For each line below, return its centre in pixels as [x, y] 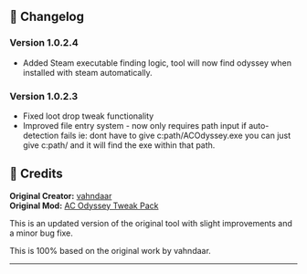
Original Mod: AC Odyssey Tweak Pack [84, 205]
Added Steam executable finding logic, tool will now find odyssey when [157, 63]
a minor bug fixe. [41, 233]
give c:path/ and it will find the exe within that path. [119, 145]
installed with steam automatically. [87, 72]
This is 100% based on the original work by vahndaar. [111, 250]
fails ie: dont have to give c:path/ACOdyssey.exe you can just [176, 135]
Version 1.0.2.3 [44, 96]
